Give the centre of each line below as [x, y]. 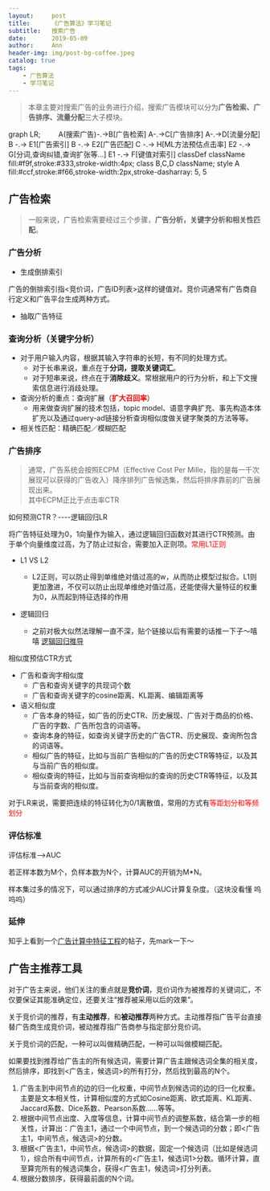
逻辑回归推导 [63, 641]
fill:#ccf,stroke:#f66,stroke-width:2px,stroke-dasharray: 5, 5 [108, 172]
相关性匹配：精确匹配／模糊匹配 [73, 428]
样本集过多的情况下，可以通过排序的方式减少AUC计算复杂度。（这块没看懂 [131, 889]
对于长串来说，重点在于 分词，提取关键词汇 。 [106, 367]
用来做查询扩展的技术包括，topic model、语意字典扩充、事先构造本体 [147, 407]
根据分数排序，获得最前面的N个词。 [79, 1178]
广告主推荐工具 [45, 969]
